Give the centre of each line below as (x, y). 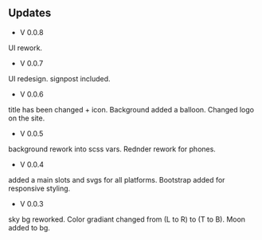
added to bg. (29, 227)
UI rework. (25, 48)
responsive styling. (39, 188)
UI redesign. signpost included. (59, 78)
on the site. (27, 118)
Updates (30, 13)
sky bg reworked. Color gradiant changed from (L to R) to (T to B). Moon (127, 219)
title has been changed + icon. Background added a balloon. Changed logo (131, 109)
